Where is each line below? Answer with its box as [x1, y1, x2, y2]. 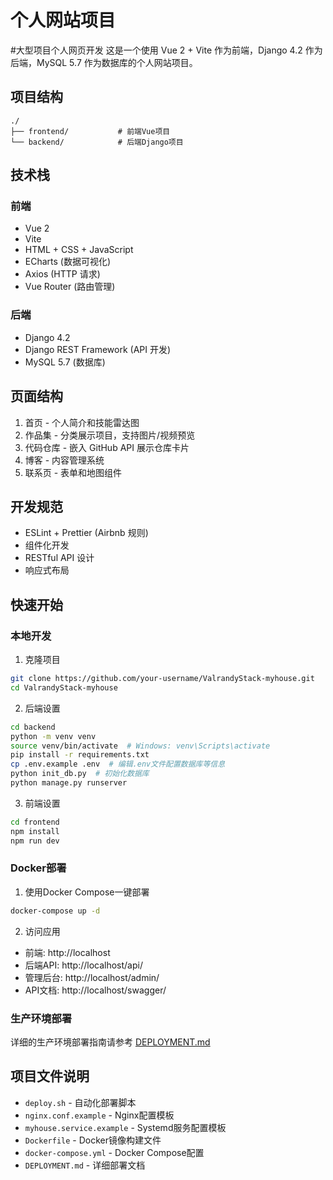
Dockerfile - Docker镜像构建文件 [24, 1134, 162, 1146]
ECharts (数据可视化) [24, 256, 112, 268]
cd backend [10, 722, 56, 732]
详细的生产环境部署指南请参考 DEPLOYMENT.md [10, 1036, 211, 1048]
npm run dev [10, 836, 60, 846]
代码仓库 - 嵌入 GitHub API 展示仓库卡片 [24, 441, 190, 453]
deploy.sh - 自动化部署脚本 [24, 1096, 137, 1108]
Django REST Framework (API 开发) [24, 343, 172, 355]
